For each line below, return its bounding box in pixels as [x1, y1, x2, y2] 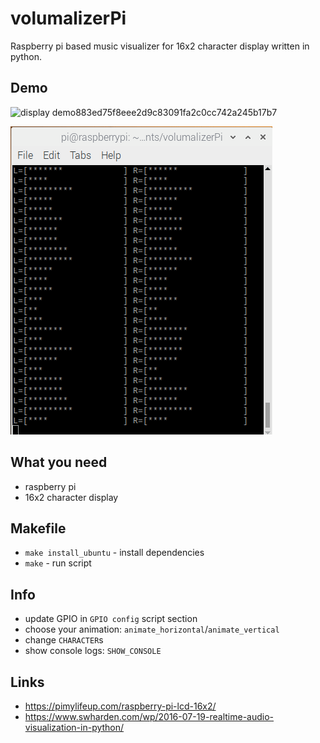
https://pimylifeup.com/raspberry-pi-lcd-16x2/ [24, 700, 217, 712]
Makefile [10, 520, 67, 537]
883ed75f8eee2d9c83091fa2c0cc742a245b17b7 [75, 106, 278, 118]
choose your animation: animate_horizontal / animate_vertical [24, 623, 280, 636]
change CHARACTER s [24, 634, 104, 646]
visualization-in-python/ [24, 722, 125, 733]
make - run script [24, 557, 92, 569]
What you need [10, 454, 108, 471]
